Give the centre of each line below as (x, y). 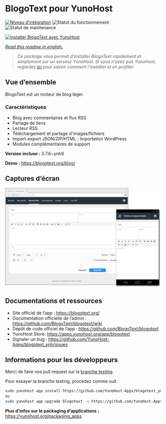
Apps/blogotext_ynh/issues (40, 344)
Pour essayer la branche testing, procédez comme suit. (61, 382)
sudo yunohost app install (33, 391)
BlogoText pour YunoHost (59, 9)
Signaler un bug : (30, 339)
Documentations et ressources (54, 301)
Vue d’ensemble (31, 82)
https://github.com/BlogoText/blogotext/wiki (57, 323)
